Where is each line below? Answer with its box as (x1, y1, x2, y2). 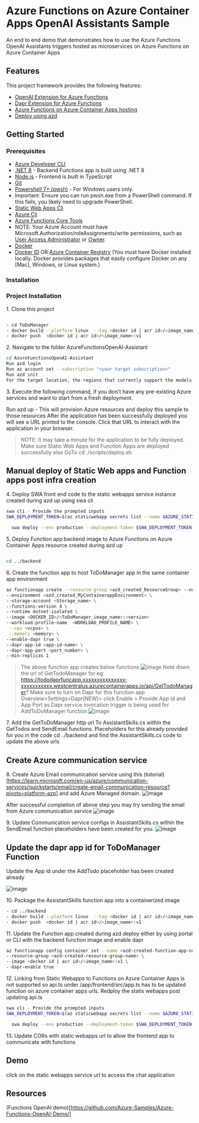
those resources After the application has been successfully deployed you (6, 412, 188, 419)
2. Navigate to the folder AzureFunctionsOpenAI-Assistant (6, 344, 148, 351)
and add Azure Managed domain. (59, 790, 141, 797)
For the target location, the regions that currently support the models (6, 377, 192, 383)
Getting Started (6, 129, 65, 140)
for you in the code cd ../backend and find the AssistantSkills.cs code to (6, 731, 182, 739)
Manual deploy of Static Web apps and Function (6, 466, 187, 476)
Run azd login (6, 361, 41, 367)
